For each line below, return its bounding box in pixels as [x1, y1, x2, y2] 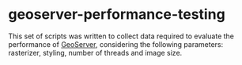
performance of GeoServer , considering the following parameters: [8, 39, 224, 49]
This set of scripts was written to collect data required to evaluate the [8, 31, 235, 41]
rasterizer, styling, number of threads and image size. [8, 48, 183, 57]
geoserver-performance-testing [8, 5, 225, 23]
